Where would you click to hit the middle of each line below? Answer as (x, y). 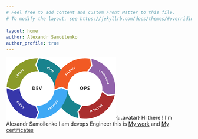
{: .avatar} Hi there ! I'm (144, 118)
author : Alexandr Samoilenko (42, 37)
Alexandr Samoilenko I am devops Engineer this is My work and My (88, 124)
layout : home (22, 31)
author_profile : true (33, 43)
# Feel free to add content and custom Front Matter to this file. (91, 12)
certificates (20, 130)
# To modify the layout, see (42, 18)
